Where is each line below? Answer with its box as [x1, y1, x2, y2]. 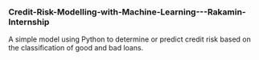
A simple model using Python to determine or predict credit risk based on [8, 34, 252, 44]
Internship [8, 16, 50, 27]
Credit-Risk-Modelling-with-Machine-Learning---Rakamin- [8, 6, 247, 18]
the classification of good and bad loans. [8, 43, 144, 53]
